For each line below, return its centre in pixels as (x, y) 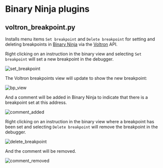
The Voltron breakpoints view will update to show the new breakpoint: (76, 78)
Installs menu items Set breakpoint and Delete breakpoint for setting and (80, 39)
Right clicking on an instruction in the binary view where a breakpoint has (80, 121)
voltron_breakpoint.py (40, 27)
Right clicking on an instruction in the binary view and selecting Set (73, 54)
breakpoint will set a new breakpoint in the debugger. (60, 59)
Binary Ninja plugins (47, 9)
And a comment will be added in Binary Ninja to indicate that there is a (77, 97)
